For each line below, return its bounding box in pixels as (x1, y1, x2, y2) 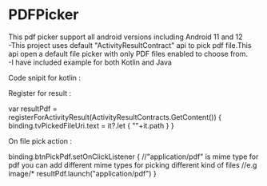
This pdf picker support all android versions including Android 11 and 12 (8, 32, 243, 42)
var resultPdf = (8, 104, 58, 113)
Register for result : (8, 88, 72, 97)
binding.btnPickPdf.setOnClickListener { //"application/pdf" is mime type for (8, 152, 259, 161)
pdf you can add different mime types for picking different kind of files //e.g (8, 160, 257, 169)
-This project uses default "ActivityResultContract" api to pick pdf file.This (8, 40, 252, 49)
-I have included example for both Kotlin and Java (8, 57, 172, 67)
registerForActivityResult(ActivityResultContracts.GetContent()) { (8, 112, 222, 121)
